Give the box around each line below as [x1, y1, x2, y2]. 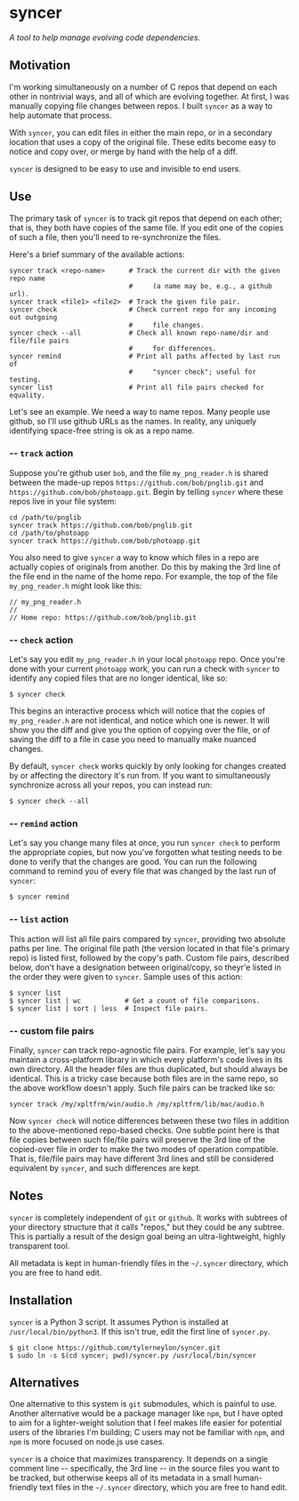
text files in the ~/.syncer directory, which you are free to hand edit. [39, 1482, 287, 1493]
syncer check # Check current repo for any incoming [9, 305, 277, 314]
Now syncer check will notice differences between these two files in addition [9, 1116, 289, 1126]
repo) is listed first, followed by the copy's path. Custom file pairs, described [9, 952, 290, 963]
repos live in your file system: [9, 496, 117, 506]
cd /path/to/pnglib [9, 512, 82, 522]
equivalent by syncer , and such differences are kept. [9, 1163, 202, 1174]
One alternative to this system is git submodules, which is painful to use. [9, 1399, 278, 1409]
